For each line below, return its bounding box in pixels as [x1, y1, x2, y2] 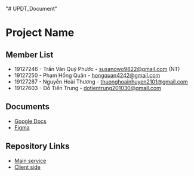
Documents [5, 101, 50, 112]
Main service [14, 157, 47, 164]
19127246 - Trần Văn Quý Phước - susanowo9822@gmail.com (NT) [14, 66, 180, 72]
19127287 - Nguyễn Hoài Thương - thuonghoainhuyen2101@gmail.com [14, 78, 189, 85]
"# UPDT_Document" [5, 5, 58, 12]
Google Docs [14, 118, 47, 125]
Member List [5, 50, 54, 60]
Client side [14, 163, 41, 171]
